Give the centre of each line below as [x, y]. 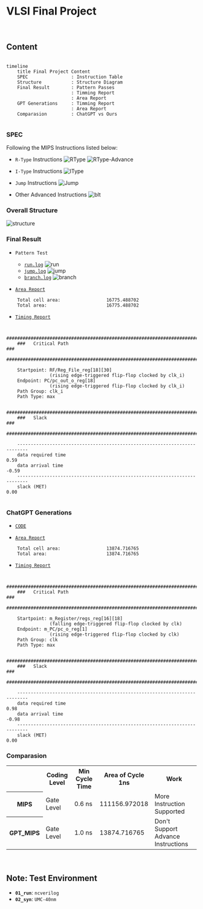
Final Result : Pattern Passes [66, 87]
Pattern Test [31, 253]
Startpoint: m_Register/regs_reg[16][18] [70, 618]
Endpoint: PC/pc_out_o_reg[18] [56, 381]
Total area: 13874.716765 [78, 554]
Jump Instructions [36, 183]
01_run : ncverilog [37, 893]
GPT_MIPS [25, 833]
